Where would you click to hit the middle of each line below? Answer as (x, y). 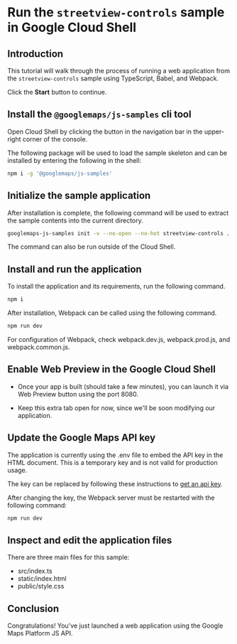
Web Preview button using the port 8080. (78, 394)
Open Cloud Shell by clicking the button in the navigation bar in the (105, 132)
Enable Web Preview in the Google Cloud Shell (112, 369)
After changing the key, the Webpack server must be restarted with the (111, 498)
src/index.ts (35, 571)
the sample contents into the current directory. (75, 220)
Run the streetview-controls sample (116, 12)
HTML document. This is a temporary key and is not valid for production (112, 462)
